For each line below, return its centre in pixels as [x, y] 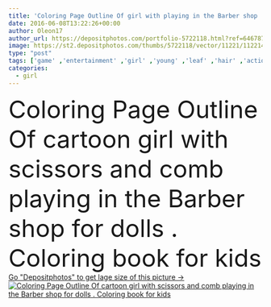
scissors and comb [116, 168]
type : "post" [30, 53]
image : [19, 46]
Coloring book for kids [135, 258]
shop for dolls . [94, 228]
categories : [28, 68]
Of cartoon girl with [119, 139]
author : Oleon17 [35, 31]
